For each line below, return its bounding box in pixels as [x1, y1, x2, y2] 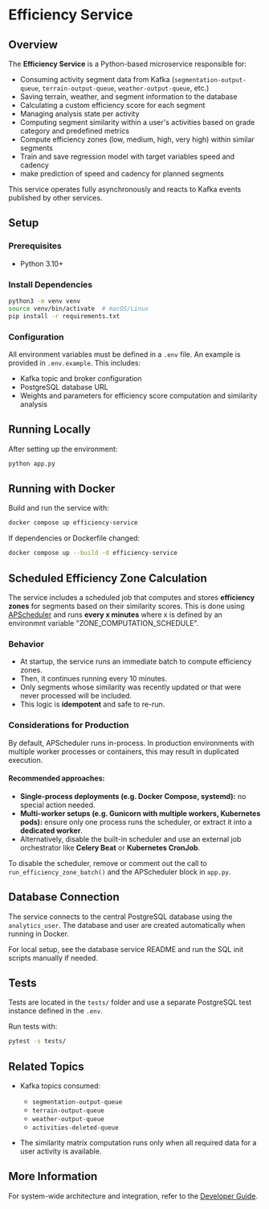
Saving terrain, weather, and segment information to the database [19, 92, 238, 101]
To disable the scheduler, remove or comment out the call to [8, 858, 207, 867]
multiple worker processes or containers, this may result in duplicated [8, 747, 239, 756]
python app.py [8, 459, 56, 468]
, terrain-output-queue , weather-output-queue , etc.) [38, 83, 210, 93]
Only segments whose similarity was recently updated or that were [19, 682, 242, 692]
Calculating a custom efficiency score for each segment [19, 101, 206, 110]
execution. [8, 755, 43, 764]
